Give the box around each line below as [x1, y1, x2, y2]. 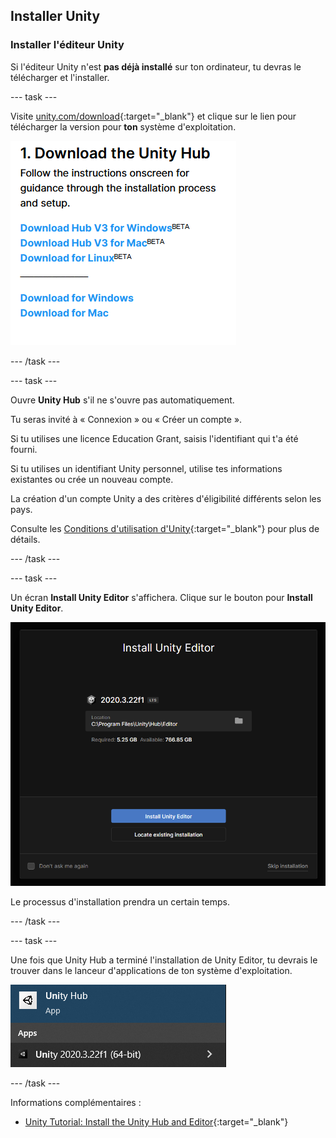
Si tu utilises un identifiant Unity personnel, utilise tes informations [10, 462, 283, 474]
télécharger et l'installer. [10, 71, 110, 83]
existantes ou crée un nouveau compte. [10, 473, 174, 485]
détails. [10, 533, 41, 545]
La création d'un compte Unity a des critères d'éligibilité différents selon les [10, 492, 322, 504]
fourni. [10, 443, 38, 455]
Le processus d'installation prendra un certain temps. [10, 895, 230, 908]
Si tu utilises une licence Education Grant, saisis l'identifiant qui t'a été [10, 432, 299, 444]
